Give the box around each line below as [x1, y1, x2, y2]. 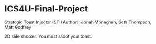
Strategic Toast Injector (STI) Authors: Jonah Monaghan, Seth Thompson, [4, 19, 152, 25]
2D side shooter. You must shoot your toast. [4, 33, 93, 39]
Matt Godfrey [4, 24, 31, 30]
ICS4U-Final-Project [4, 3, 88, 14]
